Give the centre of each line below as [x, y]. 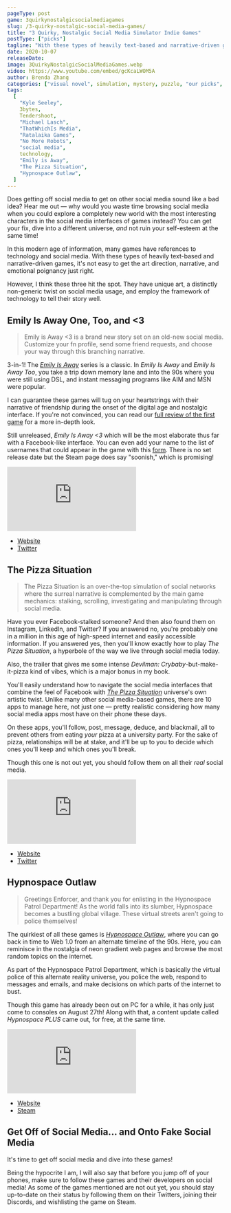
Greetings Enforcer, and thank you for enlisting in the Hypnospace [118, 899]
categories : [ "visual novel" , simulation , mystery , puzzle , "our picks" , [115, 84]
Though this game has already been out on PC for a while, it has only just [111, 1005]
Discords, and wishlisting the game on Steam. [72, 1202]
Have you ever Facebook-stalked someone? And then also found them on [111, 622]
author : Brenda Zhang [38, 77]
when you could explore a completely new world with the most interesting [112, 214]
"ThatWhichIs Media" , [50, 129]
